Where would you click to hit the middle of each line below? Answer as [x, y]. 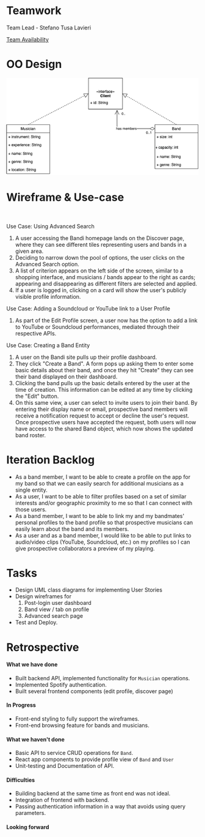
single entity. [31, 490]
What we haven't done [36, 739]
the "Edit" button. [37, 396]
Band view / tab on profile [57, 609]
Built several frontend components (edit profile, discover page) [94, 691]
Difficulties [21, 780]
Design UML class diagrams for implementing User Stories [89, 590]
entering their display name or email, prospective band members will [101, 409]
